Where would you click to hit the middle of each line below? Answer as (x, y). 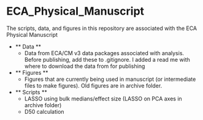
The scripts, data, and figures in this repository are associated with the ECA (102, 28)
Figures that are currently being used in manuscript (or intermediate (110, 79)
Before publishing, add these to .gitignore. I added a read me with (107, 59)
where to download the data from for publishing (85, 66)
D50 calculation (44, 111)
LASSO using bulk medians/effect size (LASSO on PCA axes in (103, 99)
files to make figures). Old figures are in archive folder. (93, 85)
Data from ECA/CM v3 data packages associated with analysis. (104, 53)
